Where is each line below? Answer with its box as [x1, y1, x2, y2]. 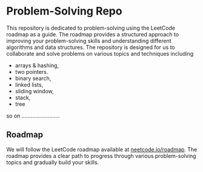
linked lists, [15, 81, 44, 88]
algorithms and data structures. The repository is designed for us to [6, 44, 176, 51]
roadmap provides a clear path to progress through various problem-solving [6, 152, 196, 159]
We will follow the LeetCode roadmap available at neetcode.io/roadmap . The [6, 145, 198, 153]
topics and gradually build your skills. [6, 159, 99, 166]
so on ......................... [6, 112, 61, 119]
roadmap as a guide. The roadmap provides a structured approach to [6, 30, 179, 38]
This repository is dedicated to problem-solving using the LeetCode [6, 24, 176, 31]
